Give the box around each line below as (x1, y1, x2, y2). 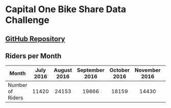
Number (8, 82, 27, 89)
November (134, 67, 161, 74)
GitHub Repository (5, 34, 65, 43)
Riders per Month (5, 52, 62, 60)
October (109, 67, 130, 74)
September (77, 67, 105, 74)
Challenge (5, 14, 50, 26)
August (53, 67, 72, 74)
